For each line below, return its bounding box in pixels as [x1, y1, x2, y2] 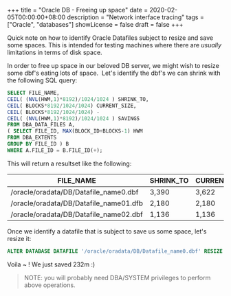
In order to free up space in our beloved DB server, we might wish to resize [7, 62, 220, 69]
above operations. [23, 281, 76, 289]
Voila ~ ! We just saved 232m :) [7, 260, 96, 269]
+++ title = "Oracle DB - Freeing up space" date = [7, 6, 148, 14]
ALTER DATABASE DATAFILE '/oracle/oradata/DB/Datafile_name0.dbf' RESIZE [7, 247, 223, 255]
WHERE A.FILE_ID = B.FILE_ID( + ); [7, 147, 103, 154]
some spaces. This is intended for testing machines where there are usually [7, 41, 222, 49]
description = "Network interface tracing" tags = [67, 13, 204, 21]
